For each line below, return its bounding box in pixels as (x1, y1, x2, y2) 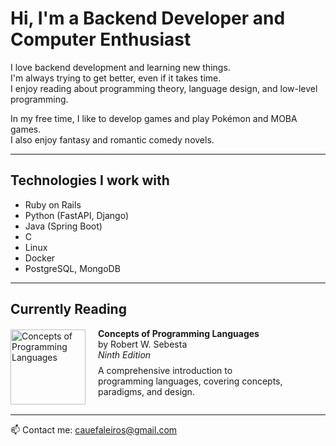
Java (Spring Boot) (24, 220, 103, 232)
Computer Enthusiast (10, 28, 192, 51)
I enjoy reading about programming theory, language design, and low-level (10, 82, 318, 94)
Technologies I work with (10, 172, 170, 189)
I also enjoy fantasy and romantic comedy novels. (10, 133, 215, 146)
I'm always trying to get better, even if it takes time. (10, 72, 222, 84)
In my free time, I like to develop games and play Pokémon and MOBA (10, 112, 298, 124)
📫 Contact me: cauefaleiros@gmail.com (10, 423, 178, 436)
